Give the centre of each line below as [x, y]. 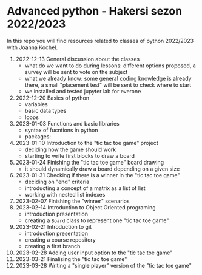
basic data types [45, 110]
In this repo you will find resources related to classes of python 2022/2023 [100, 41]
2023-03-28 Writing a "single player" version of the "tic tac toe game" [103, 265]
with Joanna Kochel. [32, 47]
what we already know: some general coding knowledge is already [108, 78]
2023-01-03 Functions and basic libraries [68, 123]
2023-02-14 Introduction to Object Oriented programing [86, 207]
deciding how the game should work [70, 149]
